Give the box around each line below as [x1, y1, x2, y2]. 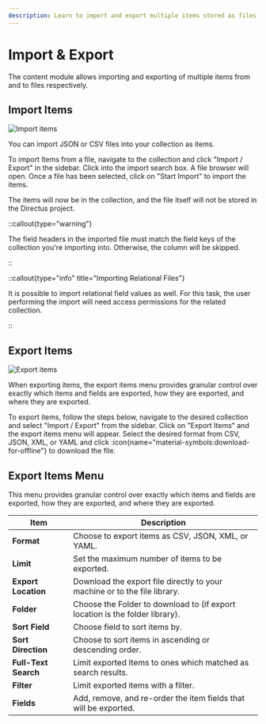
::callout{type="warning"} [8, 219, 93, 229]
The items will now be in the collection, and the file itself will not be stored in [8, 195, 257, 205]
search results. [73, 667, 128, 677]
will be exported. [73, 703, 135, 713]
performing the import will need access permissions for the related [8, 298, 226, 307]
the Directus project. [8, 203, 75, 214]
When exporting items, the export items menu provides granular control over [8, 381, 258, 390]
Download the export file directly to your [73, 576, 223, 586]
